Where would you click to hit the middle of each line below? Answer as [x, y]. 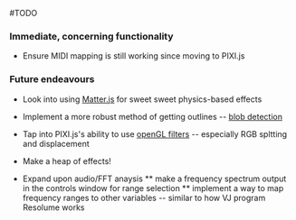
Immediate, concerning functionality [91, 36]
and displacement [56, 143]
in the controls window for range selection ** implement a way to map [153, 188]
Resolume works [53, 207]
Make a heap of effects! [67, 160]
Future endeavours [52, 79]
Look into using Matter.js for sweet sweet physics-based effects [142, 99]
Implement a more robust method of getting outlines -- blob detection [153, 116]
